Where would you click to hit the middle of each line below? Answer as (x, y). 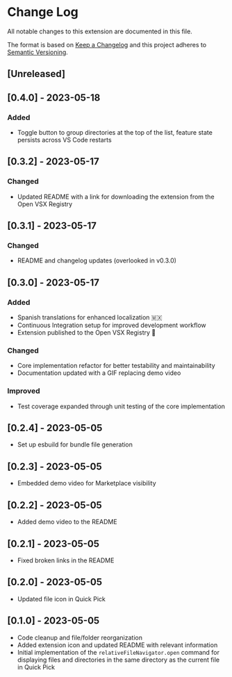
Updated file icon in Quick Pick (61, 599)
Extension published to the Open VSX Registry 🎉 (86, 333)
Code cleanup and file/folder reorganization (80, 637)
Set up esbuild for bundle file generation (75, 444)
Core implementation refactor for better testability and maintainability (116, 366)
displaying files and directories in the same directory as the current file (118, 660)
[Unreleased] (36, 74)
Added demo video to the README (67, 522)
